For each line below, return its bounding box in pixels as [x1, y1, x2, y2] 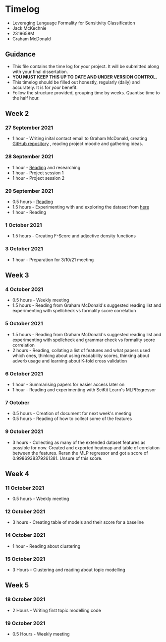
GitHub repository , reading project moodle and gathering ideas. [12, 141, 143, 147]
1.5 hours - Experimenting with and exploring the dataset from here [12, 204, 150, 210]
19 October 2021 [5, 620, 46, 627]
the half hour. [12, 95, 40, 101]
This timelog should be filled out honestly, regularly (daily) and [12, 79, 140, 85]
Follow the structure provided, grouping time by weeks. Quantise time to [12, 89, 160, 95]
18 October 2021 [5, 596, 46, 603]
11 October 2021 [5, 484, 45, 491]
